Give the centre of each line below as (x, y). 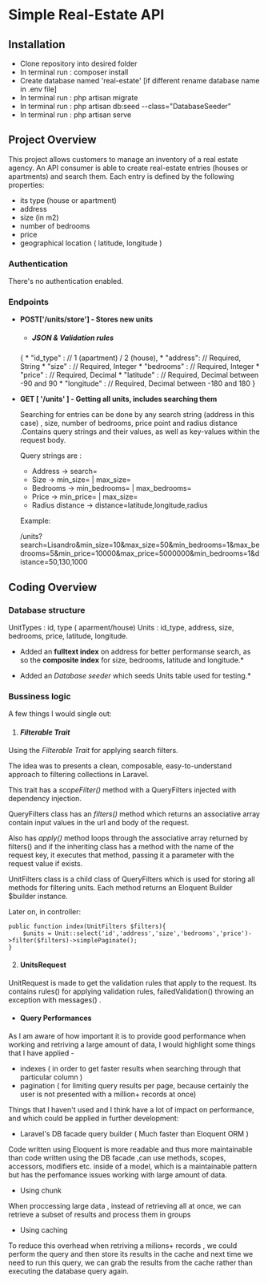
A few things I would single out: (60, 714)
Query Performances (56, 1018)
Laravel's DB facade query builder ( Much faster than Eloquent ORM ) (134, 1133)
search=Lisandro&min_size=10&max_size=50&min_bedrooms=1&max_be (140, 545)
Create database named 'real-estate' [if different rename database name (140, 81)
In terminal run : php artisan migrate (79, 97)
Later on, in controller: (45, 911)
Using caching (44, 1229)
